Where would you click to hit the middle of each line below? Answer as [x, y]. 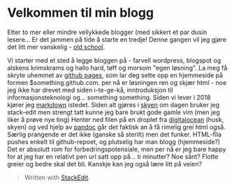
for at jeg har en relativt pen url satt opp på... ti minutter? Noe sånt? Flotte [113, 156]
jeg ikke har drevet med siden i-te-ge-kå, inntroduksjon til [90, 90]
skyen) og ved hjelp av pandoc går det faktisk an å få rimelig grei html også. [116, 127]
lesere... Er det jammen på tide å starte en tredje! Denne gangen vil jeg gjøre [117, 39]
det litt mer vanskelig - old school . [56, 47]
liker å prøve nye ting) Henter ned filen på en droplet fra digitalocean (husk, [116, 119]
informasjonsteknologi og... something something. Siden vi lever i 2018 [109, 97]
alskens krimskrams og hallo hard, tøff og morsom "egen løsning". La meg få [117, 68]
